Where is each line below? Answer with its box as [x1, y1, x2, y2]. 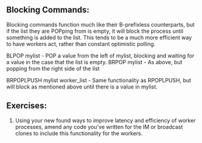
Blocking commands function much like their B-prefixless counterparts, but [6, 21, 195, 28]
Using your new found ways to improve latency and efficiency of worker [15, 116, 196, 124]
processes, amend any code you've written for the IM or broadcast [15, 123, 183, 130]
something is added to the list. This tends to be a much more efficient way [6, 33, 192, 41]
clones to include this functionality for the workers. [15, 130, 143, 137]
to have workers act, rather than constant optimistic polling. [6, 40, 156, 47]
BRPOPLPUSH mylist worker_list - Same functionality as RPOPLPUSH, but [6, 76, 192, 84]
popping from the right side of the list [6, 65, 100, 72]
